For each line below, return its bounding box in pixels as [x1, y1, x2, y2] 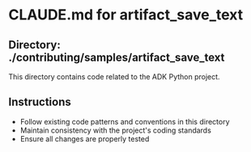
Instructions [8, 95, 71, 109]
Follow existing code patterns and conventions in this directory [19, 116, 230, 126]
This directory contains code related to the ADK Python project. [8, 72, 220, 82]
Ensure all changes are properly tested [19, 133, 150, 143]
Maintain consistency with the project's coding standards [19, 125, 212, 135]
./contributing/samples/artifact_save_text [8, 50, 225, 64]
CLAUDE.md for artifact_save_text [8, 6, 244, 24]
